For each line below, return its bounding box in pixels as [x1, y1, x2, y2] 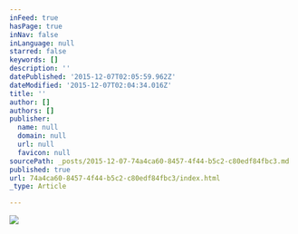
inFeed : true [9, 13, 59, 23]
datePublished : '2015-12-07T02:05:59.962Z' [9, 73, 177, 82]
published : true [9, 165, 71, 174]
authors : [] [9, 106, 54, 115]
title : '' [9, 89, 47, 98]
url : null [17, 140, 54, 149]
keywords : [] [9, 55, 59, 64]
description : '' [9, 64, 71, 73]
